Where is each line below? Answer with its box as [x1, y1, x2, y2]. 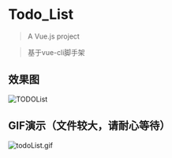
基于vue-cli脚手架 [27, 47, 85, 57]
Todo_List [8, 6, 74, 24]
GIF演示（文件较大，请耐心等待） [8, 119, 170, 133]
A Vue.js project [27, 31, 80, 41]
